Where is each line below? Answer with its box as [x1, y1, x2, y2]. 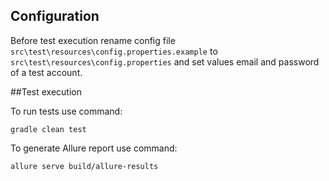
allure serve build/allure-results [10, 161, 159, 171]
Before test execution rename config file [10, 34, 176, 46]
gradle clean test [10, 124, 87, 134]
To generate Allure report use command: [10, 142, 178, 154]
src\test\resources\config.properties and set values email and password [10, 55, 320, 68]
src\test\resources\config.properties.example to [10, 45, 218, 57]
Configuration [10, 8, 100, 25]
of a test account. [10, 66, 83, 78]
